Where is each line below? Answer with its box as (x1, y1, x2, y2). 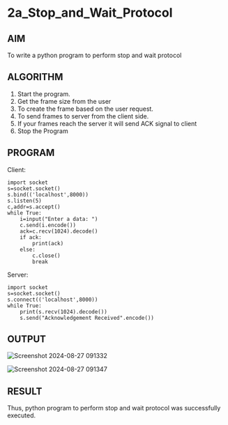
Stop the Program (17, 127, 68, 135)
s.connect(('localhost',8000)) (7, 296, 98, 303)
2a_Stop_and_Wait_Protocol (7, 5, 173, 21)
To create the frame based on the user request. (17, 105, 153, 113)
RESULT (7, 385, 43, 397)
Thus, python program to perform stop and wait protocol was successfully (7, 404, 221, 412)
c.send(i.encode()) (20, 222, 77, 229)
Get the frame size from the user (17, 97, 112, 105)
